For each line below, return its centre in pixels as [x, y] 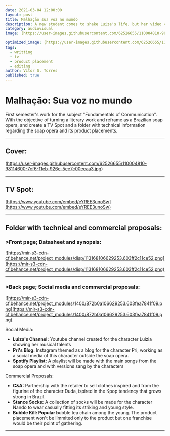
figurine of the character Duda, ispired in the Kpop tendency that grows [87, 391]
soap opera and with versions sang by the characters [68, 366]
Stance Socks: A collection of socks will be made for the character [82, 402]
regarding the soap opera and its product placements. [61, 130]
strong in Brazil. [29, 396]
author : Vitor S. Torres [31, 71]
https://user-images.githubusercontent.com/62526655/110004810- [77, 163]
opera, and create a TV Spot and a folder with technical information [75, 125]
